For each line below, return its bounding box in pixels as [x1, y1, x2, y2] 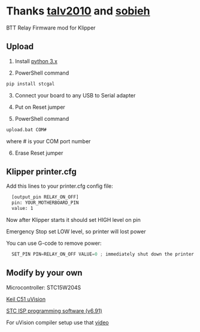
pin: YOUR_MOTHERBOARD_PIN [11, 200, 79, 206]
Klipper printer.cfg [6, 167, 77, 177]
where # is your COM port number [6, 137, 91, 145]
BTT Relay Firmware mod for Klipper [6, 24, 96, 31]
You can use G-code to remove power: [6, 239, 102, 247]
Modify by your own [6, 268, 83, 278]
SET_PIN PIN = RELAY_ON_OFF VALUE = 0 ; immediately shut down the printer [11, 251, 195, 257]
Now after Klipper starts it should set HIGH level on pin [6, 216, 141, 223]
